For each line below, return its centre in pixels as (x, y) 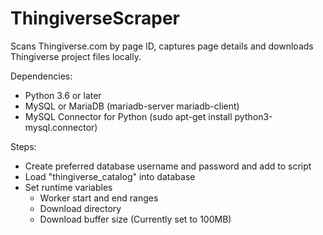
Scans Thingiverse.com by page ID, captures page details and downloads (162, 46)
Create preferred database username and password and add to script (168, 166)
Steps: (23, 146)
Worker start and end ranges (99, 198)
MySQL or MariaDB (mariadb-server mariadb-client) (132, 106)
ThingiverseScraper (95, 18)
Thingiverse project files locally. (76, 56)
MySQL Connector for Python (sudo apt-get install (128, 116)
